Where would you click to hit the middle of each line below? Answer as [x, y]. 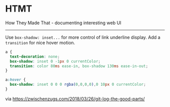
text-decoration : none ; [35, 57]
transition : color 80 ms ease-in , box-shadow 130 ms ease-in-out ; [79, 66]
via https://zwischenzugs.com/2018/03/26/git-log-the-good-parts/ [75, 98]
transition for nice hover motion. [40, 42]
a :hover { [16, 80]
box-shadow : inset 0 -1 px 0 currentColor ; [55, 61]
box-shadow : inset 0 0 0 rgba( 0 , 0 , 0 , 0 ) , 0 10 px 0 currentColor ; [78, 85]
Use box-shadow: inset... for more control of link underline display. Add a [83, 37]
